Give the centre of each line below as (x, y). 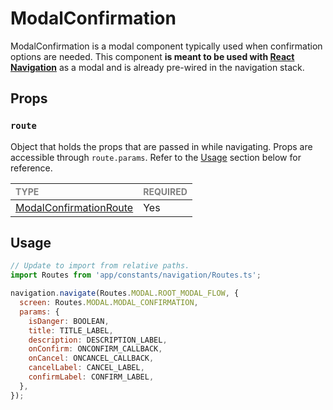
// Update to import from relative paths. (100, 266)
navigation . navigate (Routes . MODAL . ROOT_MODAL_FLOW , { (125, 293)
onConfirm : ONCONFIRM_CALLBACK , (95, 349)
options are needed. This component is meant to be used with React (152, 56)
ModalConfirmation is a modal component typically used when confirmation (166, 46)
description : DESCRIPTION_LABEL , (98, 340)
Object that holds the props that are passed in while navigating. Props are (161, 146)
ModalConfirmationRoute (74, 207)
